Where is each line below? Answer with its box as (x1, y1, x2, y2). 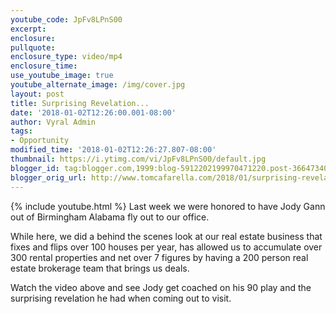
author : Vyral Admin (10, 117, 97, 127)
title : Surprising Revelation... (10, 98, 150, 108)
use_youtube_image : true (10, 71, 114, 81)
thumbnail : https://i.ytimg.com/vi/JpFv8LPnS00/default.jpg (10, 154, 267, 164)
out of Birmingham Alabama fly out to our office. (10, 211, 210, 223)
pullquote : (10, 42, 56, 53)
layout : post (10, 89, 65, 99)
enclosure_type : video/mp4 (10, 52, 123, 62)
